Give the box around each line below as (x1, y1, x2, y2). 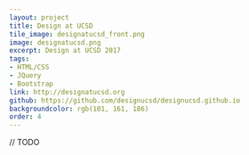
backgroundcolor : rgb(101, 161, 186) (9, 104, 149, 113)
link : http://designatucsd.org (9, 87, 125, 96)
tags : (9, 54, 29, 63)
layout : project (9, 12, 69, 22)
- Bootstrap (9, 79, 53, 88)
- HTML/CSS (9, 63, 50, 72)
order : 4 (9, 112, 42, 121)
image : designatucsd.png (9, 37, 101, 47)
